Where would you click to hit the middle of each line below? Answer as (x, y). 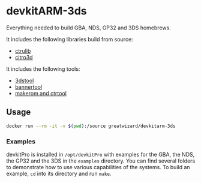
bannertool (28, 87)
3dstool (24, 80)
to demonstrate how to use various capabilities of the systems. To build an (98, 167)
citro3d (24, 57)
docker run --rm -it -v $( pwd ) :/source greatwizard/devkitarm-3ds (91, 126)
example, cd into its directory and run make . (59, 173)
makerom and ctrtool (41, 93)
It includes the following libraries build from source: (70, 39)
